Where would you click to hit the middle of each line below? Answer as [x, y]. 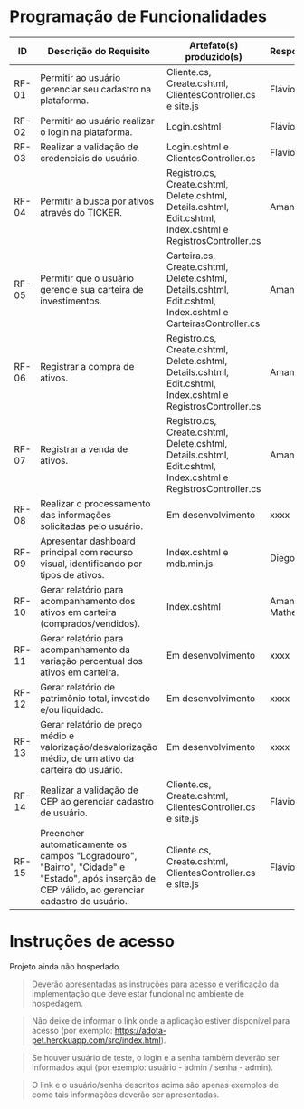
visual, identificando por [91, 564]
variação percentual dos [91, 661]
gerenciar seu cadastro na [96, 89]
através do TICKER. [81, 212]
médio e [57, 736]
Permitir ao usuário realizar [98, 121]
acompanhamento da [85, 650]
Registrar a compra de [87, 366]
